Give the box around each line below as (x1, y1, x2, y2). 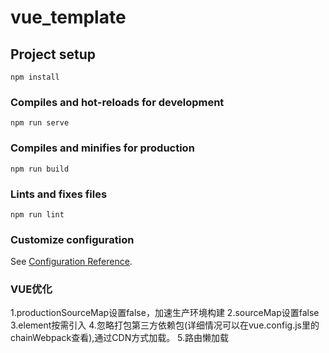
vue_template (10, 6, 127, 29)
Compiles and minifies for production (10, 141, 195, 155)
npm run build (10, 164, 70, 174)
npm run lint (10, 209, 65, 220)
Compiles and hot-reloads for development (10, 95, 225, 109)
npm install (10, 72, 60, 82)
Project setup (10, 46, 97, 63)
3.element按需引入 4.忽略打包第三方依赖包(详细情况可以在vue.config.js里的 (10, 319, 320, 331)
